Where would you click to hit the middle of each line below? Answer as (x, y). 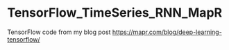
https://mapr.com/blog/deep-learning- (167, 32)
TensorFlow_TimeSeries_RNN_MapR (115, 13)
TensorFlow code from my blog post (59, 32)
